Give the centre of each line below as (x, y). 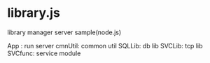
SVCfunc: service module (44, 53)
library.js (34, 13)
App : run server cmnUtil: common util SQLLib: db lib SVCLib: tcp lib (105, 45)
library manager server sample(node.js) (64, 32)
